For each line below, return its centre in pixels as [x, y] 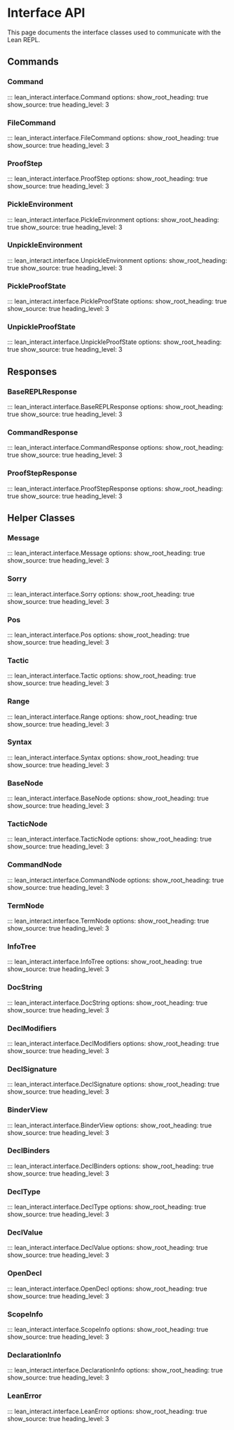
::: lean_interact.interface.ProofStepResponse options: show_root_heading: [115, 488]
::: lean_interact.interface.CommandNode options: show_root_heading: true [116, 880]
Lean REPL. [24, 39]
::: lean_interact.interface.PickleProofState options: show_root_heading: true [117, 301]
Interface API [46, 13]
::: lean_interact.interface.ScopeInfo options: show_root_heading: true [108, 1330]
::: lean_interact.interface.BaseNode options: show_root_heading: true [108, 798]
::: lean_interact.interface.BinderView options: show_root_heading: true [110, 1125]
